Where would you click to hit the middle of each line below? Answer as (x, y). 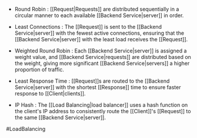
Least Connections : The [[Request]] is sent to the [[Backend (88, 27)
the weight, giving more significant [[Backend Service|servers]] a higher (102, 63)
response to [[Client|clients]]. (50, 93)
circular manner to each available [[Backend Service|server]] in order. (99, 15)
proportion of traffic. (39, 70)
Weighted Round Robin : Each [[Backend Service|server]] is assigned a (101, 51)
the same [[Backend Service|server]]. (60, 117)
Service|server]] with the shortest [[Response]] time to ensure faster (98, 87)
